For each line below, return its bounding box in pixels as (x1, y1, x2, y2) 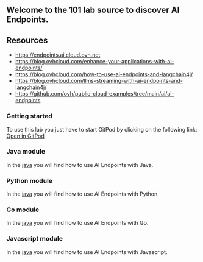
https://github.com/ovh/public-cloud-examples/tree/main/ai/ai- (15, 90, 174, 97)
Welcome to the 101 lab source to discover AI (6, 5, 180, 15)
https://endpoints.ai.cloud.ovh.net (15, 51, 101, 58)
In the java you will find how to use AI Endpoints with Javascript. (6, 248, 168, 255)
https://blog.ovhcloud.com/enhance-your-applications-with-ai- (15, 58, 174, 65)
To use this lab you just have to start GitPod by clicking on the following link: (6, 126, 198, 133)
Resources (6, 35, 48, 45)
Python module (6, 176, 53, 185)
